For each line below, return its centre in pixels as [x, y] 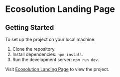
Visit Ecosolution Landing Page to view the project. [57, 69]
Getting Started [30, 28]
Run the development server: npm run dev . [56, 60]
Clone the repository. [34, 49]
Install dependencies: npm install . [48, 54]
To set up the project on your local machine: [50, 39]
